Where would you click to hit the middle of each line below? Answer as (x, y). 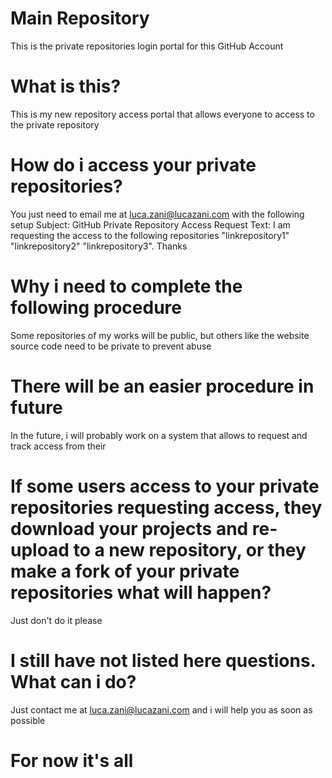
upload (40, 549)
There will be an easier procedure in (162, 386)
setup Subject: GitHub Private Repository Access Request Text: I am (150, 224)
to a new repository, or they (190, 549)
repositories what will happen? (141, 592)
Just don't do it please (56, 620)
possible (28, 720)
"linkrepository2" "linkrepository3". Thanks (99, 246)
